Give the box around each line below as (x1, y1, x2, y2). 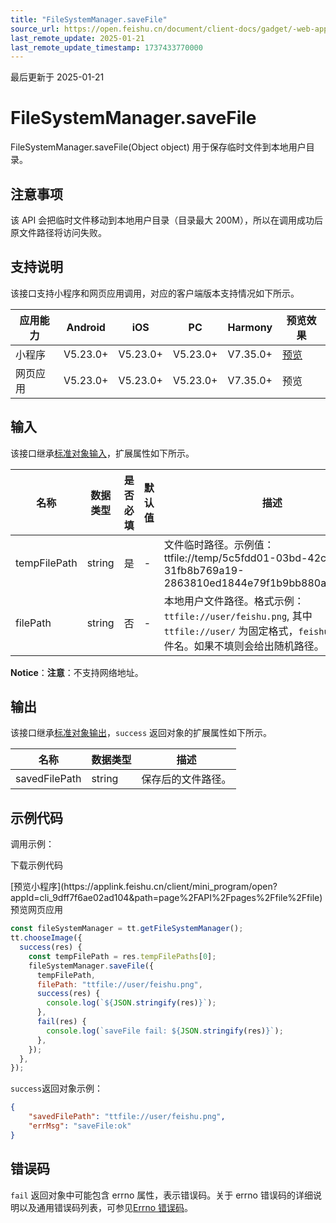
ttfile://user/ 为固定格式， (163, 624, 299, 638)
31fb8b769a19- (163, 563, 245, 577)
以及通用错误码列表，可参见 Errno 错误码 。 (18, 1201, 193, 1213)
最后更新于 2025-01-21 (10, 71, 105, 83)
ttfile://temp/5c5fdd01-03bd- (163, 551, 308, 565)
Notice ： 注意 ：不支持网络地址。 (10, 666, 144, 678)
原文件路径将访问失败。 (10, 227, 107, 238)
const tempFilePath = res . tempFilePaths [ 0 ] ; (28, 951, 217, 961)
